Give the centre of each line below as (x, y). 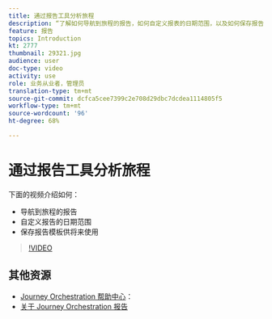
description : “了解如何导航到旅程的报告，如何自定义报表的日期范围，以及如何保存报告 (136, 23)
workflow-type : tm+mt (45, 106)
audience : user (34, 61)
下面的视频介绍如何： (44, 194)
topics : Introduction (45, 38)
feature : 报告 (31, 31)
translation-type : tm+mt (50, 91)
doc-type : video (36, 69)
